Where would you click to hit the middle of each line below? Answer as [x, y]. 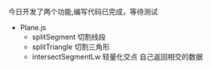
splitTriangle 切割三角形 [71, 47]
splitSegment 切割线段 [69, 37]
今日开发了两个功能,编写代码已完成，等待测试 [83, 11]
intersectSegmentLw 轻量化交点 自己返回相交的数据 [117, 57]
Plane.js [33, 27]
